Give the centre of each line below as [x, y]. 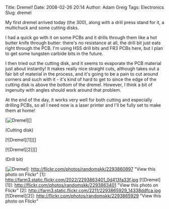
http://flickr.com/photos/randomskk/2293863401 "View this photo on [86, 185]
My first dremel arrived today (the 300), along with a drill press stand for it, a [85, 22]
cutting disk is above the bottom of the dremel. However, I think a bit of [79, 85]
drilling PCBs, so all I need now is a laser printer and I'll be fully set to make [83, 105]
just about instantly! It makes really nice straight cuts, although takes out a [82, 68]
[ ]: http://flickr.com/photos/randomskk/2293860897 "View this [80, 169]
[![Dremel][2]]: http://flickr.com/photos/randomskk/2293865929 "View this [83, 196]
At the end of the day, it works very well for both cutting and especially [79, 100]
